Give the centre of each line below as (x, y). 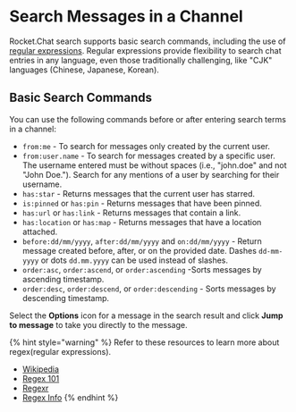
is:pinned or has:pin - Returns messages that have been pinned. (142, 203)
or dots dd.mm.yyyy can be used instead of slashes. (135, 260)
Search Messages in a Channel (126, 17)
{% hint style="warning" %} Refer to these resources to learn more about (144, 342)
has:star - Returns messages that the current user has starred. (139, 193)
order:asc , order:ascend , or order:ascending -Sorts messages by (142, 269)
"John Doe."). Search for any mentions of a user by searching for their (151, 174)
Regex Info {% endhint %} (70, 397)
